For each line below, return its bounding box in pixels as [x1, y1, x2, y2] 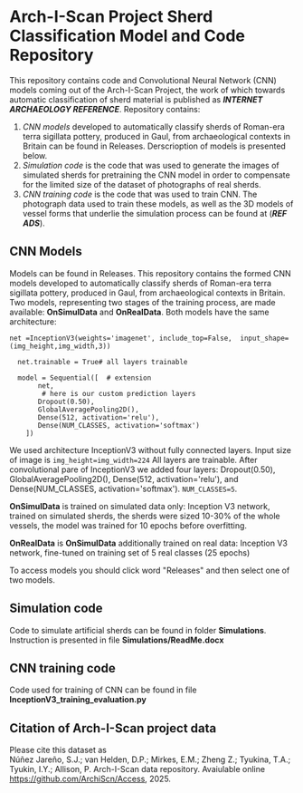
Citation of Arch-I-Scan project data [9, 720, 217, 736]
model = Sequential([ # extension [17, 373, 152, 382]
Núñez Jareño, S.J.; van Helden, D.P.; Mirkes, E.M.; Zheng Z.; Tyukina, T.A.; [9, 754, 291, 765]
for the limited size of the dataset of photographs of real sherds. [22, 179, 261, 189]
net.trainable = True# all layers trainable [17, 357, 188, 366]
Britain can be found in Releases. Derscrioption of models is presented [22, 140, 287, 151]
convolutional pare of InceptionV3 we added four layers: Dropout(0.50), [9, 464, 276, 475]
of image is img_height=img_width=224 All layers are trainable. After [9, 454, 258, 465]
